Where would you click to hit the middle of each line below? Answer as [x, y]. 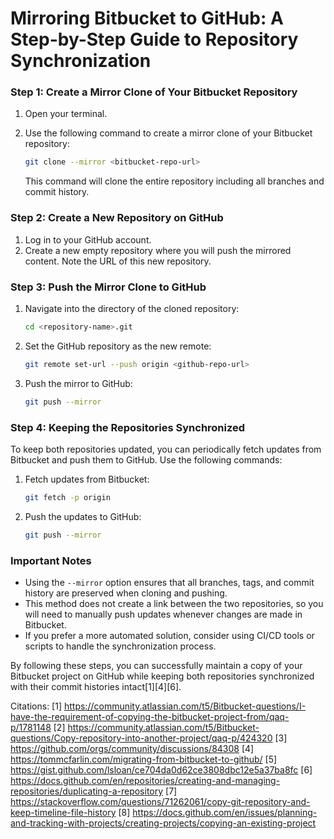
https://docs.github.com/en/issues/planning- [225, 812]
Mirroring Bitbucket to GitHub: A [147, 18]
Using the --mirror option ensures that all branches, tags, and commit [169, 582]
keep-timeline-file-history [63, 812]
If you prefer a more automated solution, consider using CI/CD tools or [169, 635]
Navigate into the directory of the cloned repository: [132, 308]
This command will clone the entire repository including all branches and [174, 181]
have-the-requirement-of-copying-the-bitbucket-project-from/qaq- [150, 716]
